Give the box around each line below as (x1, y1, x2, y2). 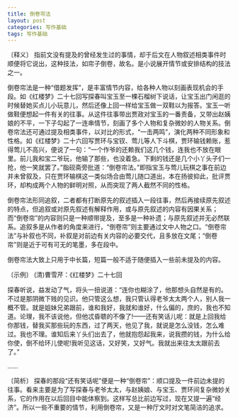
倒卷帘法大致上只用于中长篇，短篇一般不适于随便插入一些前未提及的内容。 (7, 255, 225, 264)
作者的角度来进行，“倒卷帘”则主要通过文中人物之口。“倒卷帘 (50, 223, 227, 231)
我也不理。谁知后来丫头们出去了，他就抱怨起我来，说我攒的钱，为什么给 (19, 330, 231, 339)
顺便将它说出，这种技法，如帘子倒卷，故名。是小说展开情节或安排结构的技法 (7, 60, 231, 68)
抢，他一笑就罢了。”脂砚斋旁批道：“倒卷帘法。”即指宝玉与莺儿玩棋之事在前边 (7, 163, 227, 172)
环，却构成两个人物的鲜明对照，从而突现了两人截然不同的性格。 (7, 181, 193, 189)
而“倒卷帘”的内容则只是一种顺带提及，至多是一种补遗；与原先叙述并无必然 (7, 214, 225, 222)
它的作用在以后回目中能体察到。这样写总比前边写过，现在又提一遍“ (19, 395, 215, 403)
